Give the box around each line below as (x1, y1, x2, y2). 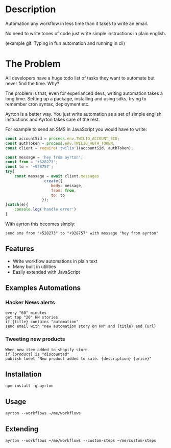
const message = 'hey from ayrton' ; (5, 154, 83, 160)
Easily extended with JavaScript (12, 269, 80, 275)
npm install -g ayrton (5, 383, 54, 388)
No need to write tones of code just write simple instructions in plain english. (5, 30, 166, 36)
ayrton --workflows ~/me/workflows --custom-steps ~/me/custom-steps (5, 438, 157, 443)
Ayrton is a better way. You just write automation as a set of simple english (5, 111, 162, 117)
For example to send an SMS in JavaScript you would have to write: (5, 126, 147, 132)
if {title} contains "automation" (5, 320, 79, 325)
